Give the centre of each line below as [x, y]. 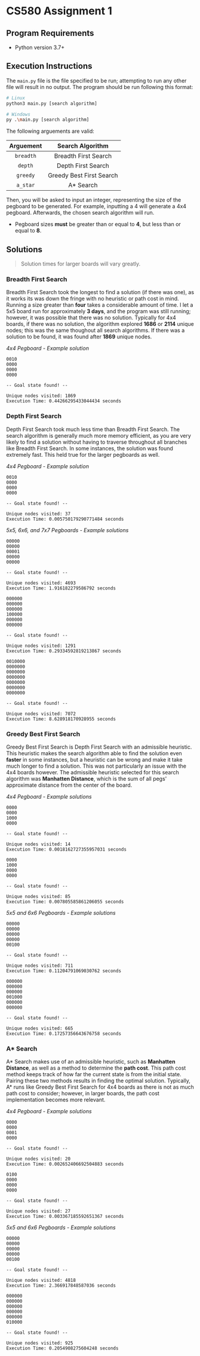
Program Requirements [50, 33]
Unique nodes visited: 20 [38, 1159]
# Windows [19, 114]
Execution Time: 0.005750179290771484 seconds [65, 519]
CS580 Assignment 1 [59, 11]
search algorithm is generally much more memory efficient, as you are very [99, 435]
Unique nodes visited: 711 [40, 966]
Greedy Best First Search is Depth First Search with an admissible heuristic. [99, 747]
